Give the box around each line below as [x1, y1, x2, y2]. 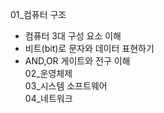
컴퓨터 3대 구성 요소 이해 [24, 30, 122, 42]
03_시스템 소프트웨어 [24, 80, 108, 92]
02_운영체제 [24, 68, 73, 79]
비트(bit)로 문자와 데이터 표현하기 [24, 43, 155, 54]
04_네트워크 [24, 93, 73, 104]
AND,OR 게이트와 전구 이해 [24, 55, 131, 67]
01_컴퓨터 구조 [10, 9, 67, 20]
